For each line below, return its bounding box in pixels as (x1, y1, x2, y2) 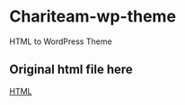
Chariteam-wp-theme (9, 6, 177, 27)
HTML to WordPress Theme (9, 36, 112, 47)
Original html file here (9, 62, 133, 77)
